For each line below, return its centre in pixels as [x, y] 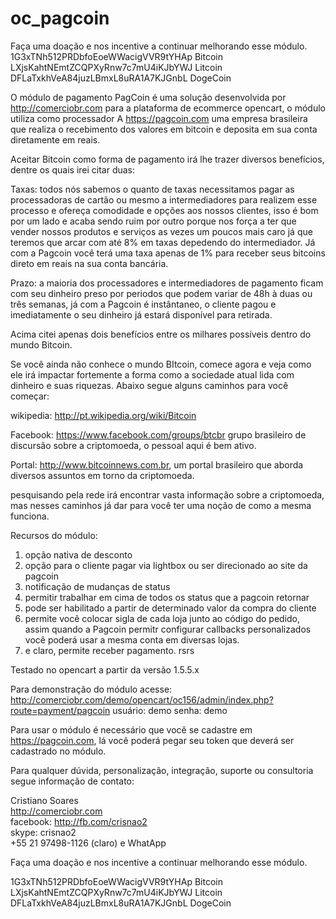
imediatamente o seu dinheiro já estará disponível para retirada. [141, 314]
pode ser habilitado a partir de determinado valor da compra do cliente [170, 608]
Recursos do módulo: [54, 535]
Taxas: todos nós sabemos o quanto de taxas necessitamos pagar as [152, 189]
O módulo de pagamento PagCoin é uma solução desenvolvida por [148, 97]
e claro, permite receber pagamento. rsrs [109, 650]
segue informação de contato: [72, 781]
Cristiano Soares [44, 800]
